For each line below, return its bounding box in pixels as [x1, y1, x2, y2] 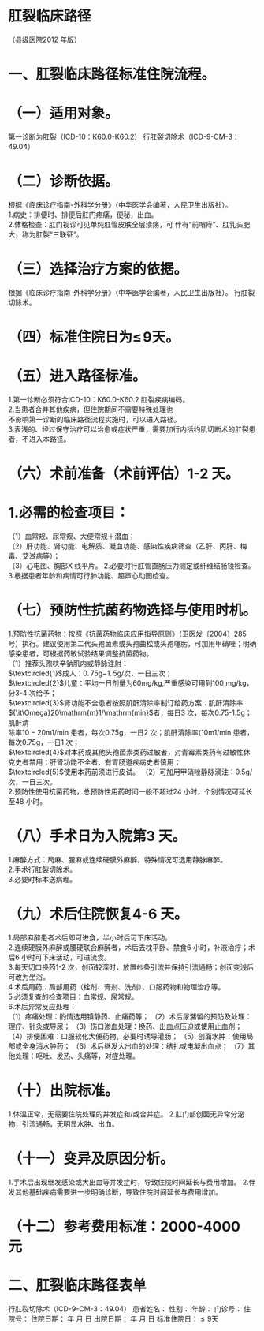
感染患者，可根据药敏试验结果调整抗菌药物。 [8, 649, 154, 659]
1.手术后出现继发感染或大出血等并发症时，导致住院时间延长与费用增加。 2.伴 [8, 1177, 256, 1187]
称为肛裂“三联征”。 [21, 230, 84, 239]
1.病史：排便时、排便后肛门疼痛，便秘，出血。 [8, 210, 158, 219]
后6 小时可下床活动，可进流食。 [8, 952, 112, 962]
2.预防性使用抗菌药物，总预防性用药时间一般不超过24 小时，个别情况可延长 [8, 787, 253, 797]
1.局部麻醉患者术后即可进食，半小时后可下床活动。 [8, 933, 172, 942]
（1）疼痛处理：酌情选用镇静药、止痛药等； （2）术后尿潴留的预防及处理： [8, 1011, 252, 1021]
